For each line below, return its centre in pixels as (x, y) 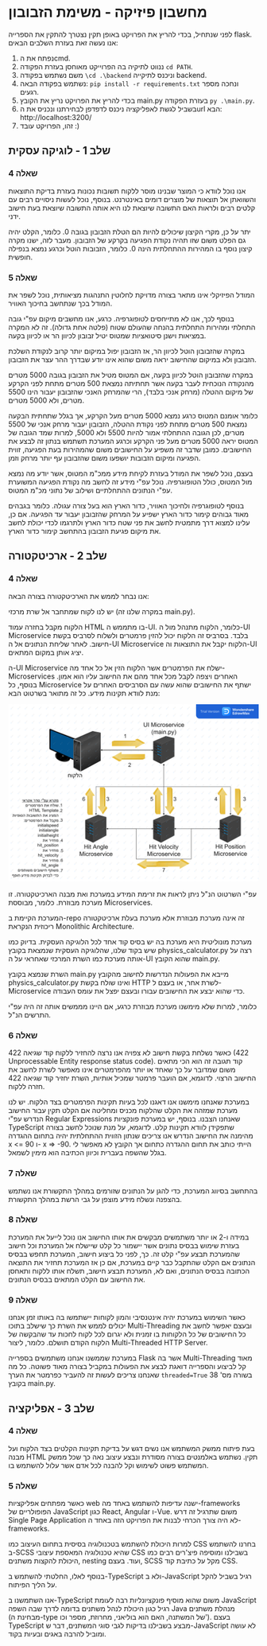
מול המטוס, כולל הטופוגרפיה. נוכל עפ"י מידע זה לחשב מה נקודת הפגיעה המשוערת (130, 481)
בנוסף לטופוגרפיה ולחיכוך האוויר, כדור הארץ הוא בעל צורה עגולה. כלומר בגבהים (126, 505)
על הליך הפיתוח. (33, 1585)
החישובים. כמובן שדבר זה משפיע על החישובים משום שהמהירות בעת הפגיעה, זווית (130, 449)
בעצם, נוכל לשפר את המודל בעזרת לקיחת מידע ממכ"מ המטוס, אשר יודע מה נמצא (131, 473)
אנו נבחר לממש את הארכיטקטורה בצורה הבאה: (79, 596)
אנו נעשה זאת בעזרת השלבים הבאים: (63, 42)
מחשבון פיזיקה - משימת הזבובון (108, 12)
